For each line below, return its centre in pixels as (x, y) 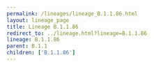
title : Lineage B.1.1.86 (43, 27)
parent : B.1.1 (27, 46)
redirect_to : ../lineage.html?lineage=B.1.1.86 (77, 33)
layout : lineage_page (38, 20)
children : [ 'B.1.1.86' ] (41, 53)
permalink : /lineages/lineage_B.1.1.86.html (72, 14)
